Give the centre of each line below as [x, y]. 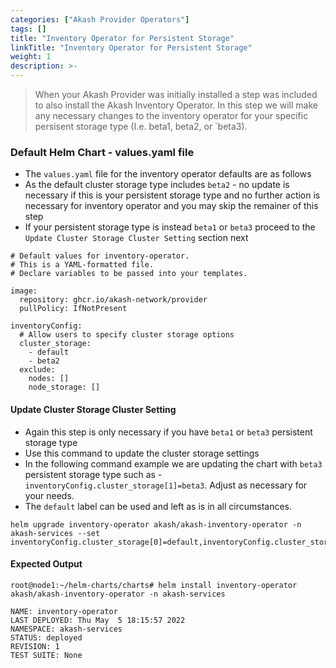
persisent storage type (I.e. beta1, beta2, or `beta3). [141, 126]
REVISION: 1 [35, 646]
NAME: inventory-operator [64, 611]
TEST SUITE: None [46, 655]
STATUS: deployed [46, 637]
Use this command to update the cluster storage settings [142, 453]
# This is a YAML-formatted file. [82, 265]
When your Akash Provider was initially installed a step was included [176, 94]
